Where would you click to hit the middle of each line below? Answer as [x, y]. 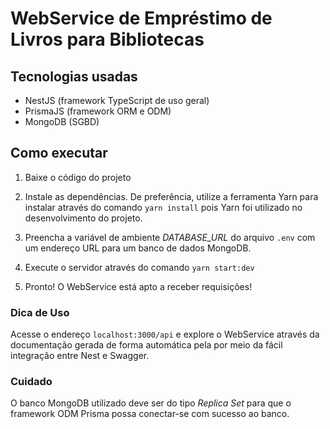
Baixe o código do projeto [78, 177]
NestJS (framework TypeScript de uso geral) [117, 100]
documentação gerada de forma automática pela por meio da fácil [146, 345]
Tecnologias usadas [74, 76]
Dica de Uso [40, 312]
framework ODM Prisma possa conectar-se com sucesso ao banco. [150, 414]
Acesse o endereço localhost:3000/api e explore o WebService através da [165, 334]
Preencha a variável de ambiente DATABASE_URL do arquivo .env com [170, 237]
